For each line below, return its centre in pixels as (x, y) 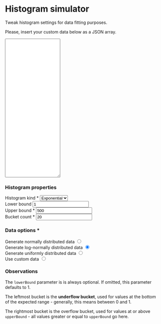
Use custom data (22, 259)
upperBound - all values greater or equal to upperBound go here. (67, 316)
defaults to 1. (18, 287)
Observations (21, 271)
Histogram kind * (22, 198)
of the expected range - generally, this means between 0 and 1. (68, 302)
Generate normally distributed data (40, 241)
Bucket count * (20, 217)
